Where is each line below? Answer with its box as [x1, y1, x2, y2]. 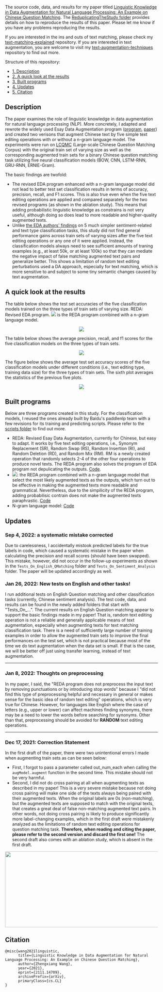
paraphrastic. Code [12, 498, 51, 504]
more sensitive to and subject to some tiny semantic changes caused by [12, 269, 157, 275]
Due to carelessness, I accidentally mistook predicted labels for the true [5, 543, 149, 549]
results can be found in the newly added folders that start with [5, 602, 130, 608]
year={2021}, [17, 965, 45, 971]
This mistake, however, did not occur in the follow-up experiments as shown [5, 558, 158, 564]
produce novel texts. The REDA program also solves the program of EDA [12, 461, 157, 467]
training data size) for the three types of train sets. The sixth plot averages [5, 369, 154, 375]
